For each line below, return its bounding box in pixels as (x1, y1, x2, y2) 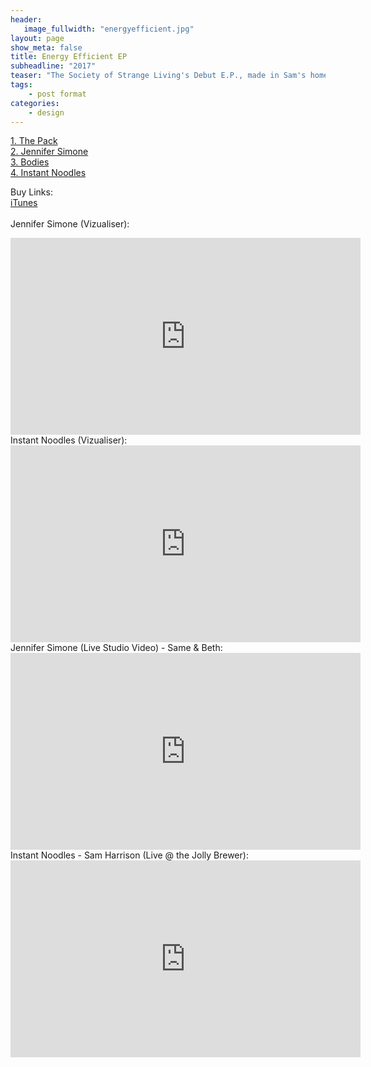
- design (28, 107, 65, 118)
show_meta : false (10, 42, 83, 53)
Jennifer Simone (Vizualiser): (10, 218, 130, 230)
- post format (28, 89, 87, 99)
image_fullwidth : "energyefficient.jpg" (23, 24, 195, 34)
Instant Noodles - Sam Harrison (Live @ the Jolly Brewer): (10, 849, 249, 861)
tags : (10, 80, 33, 90)
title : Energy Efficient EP (10, 52, 128, 62)
